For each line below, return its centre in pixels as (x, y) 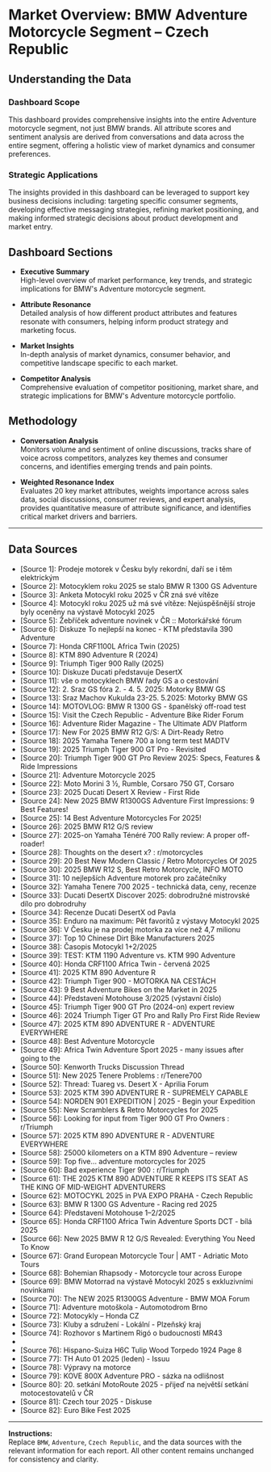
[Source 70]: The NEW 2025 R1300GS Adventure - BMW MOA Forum (135, 1298)
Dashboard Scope (44, 102)
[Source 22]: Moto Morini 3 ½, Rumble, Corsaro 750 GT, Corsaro (127, 783)
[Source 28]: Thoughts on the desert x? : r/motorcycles (111, 852)
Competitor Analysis (55, 378)
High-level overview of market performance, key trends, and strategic (136, 280)
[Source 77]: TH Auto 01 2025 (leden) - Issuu (95, 1358)
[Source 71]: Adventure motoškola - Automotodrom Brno (114, 1307)
